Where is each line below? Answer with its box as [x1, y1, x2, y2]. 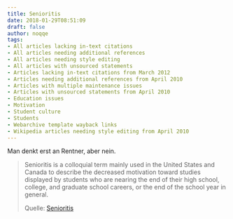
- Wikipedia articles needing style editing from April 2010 [7, 128, 190, 135]
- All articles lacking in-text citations [7, 43, 133, 50]
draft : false [7, 23, 45, 30]
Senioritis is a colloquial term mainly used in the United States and [24, 161, 216, 169]
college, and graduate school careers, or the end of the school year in [24, 183, 226, 192]
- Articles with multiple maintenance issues [7, 82, 142, 89]
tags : [7, 36, 23, 44]
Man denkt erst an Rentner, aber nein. [7, 147, 116, 155]
